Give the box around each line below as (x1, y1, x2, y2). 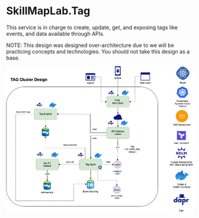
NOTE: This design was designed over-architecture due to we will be (6, 42, 174, 49)
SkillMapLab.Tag (6, 4, 91, 18)
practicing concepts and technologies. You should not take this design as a (6, 48, 190, 55)
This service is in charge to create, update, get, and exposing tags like (6, 24, 178, 31)
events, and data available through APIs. (6, 30, 105, 37)
